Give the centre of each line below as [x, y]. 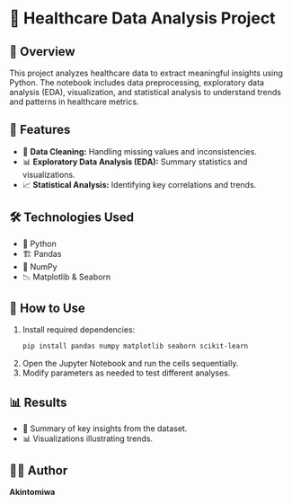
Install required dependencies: [79, 330]
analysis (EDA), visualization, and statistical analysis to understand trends [145, 92]
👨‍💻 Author [39, 470]
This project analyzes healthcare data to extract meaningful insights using [146, 73]
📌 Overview [42, 52]
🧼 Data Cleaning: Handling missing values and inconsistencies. [140, 151]
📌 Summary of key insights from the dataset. [105, 429]
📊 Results [38, 402]
